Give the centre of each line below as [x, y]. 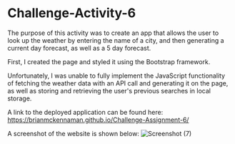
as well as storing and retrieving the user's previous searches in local [109, 91]
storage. [20, 98]
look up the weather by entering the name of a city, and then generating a [116, 40]
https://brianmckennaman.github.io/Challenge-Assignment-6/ [98, 120]
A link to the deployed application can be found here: [85, 112]
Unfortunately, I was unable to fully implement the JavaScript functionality [116, 76]
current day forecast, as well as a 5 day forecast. [79, 48]
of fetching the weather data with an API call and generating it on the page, [118, 83]
